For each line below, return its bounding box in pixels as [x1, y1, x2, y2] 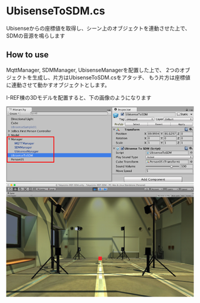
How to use [6, 50, 49, 60]
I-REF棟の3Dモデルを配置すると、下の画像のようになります [6, 94, 152, 101]
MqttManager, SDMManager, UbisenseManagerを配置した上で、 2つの [6, 66, 180, 73]
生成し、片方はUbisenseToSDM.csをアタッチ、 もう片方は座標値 [32, 73, 190, 81]
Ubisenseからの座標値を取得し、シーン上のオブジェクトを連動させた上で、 [6, 24, 190, 32]
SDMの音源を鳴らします [6, 32, 65, 39]
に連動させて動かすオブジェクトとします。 [6, 81, 110, 88]
